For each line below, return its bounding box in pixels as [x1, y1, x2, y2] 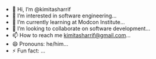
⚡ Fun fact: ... [12, 47, 46, 54]
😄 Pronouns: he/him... [12, 40, 69, 48]
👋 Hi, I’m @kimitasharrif [12, 6, 71, 13]
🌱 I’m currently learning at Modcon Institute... [12, 19, 126, 25]
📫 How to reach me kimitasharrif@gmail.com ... [12, 32, 131, 39]
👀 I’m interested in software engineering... [12, 12, 117, 19]
